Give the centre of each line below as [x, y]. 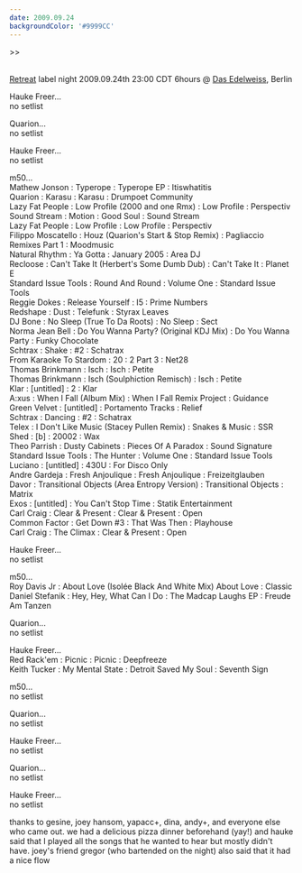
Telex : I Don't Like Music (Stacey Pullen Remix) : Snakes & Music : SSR [141, 427]
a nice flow [30, 860]
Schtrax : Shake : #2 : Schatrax [67, 350]
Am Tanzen [30, 605]
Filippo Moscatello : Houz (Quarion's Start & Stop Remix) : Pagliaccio [137, 234]
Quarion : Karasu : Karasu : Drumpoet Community [101, 197]
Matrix [21, 493]
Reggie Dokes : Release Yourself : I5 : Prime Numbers [109, 302]
